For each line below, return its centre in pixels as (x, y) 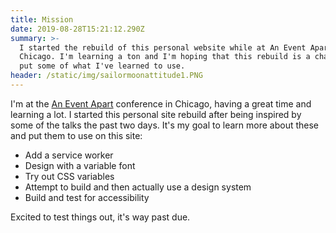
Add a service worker (69, 155)
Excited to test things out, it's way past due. (100, 217)
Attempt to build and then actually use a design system (138, 187)
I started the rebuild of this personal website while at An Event (163, 47)
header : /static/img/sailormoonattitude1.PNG (106, 76)
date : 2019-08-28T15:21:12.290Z (77, 29)
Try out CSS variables (69, 176)
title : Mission (42, 19)
